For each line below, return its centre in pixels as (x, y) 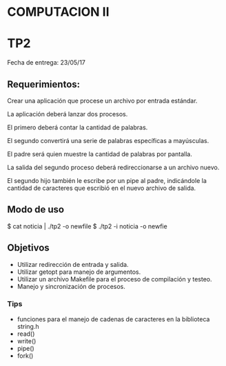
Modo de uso (35, 209)
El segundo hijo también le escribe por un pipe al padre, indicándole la (107, 180)
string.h (28, 326)
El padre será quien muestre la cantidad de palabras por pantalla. (100, 154)
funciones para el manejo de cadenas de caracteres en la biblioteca (113, 319)
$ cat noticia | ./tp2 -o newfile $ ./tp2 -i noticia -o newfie (87, 226)
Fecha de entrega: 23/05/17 (47, 63)
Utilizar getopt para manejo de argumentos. (79, 272)
